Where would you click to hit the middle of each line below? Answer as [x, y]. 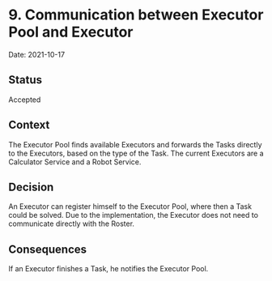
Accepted [25, 100]
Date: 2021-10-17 [37, 54]
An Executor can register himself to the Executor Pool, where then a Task [130, 206]
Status [25, 80]
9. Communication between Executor [136, 15]
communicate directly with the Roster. [72, 224]
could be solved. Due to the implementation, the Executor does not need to [134, 215]
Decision [31, 187]
